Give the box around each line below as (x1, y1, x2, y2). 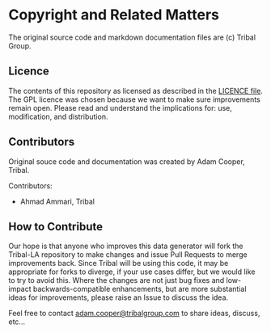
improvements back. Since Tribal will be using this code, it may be (8, 259, 229, 268)
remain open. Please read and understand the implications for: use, (8, 103, 233, 112)
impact (8, 285, 32, 294)
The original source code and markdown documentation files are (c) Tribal (8, 32, 256, 42)
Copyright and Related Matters (8, 6, 220, 24)
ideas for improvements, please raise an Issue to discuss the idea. (8, 293, 229, 302)
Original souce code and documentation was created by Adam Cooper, (8, 156, 245, 166)
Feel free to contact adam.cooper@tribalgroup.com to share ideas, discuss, (8, 309, 260, 318)
